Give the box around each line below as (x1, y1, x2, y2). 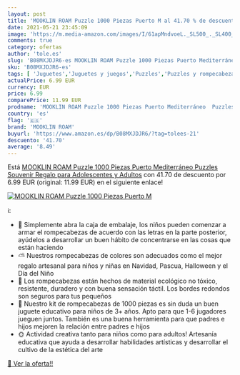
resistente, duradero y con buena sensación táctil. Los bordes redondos (17, 284, 230, 293)
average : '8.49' (7, 144, 56, 151)
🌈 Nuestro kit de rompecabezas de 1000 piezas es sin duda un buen (17, 299, 219, 308)
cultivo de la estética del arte (17, 346, 104, 354)
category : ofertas (7, 44, 62, 51)
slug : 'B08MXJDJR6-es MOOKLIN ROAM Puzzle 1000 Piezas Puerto (7, 57, 196, 64)
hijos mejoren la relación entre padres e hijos (17, 322, 150, 331)
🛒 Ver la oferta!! (7, 359, 54, 368)
